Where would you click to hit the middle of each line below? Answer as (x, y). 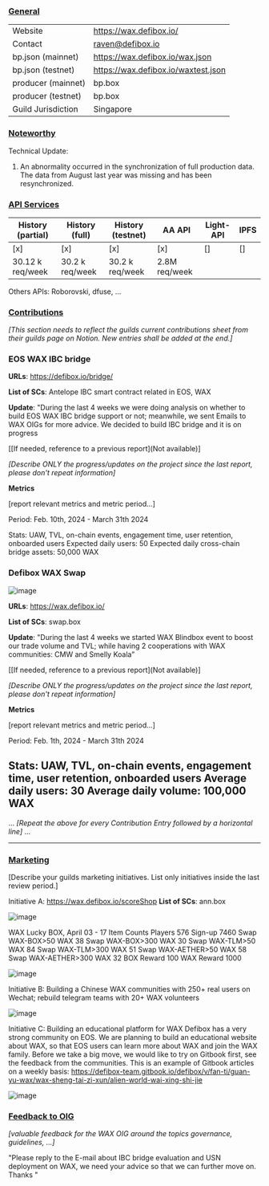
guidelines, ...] (32, 1143)
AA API (177, 230)
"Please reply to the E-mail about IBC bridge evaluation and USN (115, 1158)
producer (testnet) (47, 96)
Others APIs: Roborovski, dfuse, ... (65, 291)
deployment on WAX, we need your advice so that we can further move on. (132, 1167)
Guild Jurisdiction (45, 109)
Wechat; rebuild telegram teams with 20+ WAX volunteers (104, 997)
